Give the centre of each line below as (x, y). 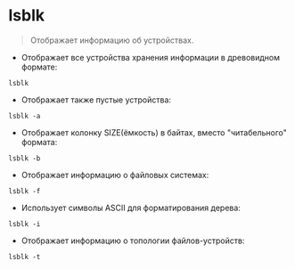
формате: (39, 67)
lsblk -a (25, 116)
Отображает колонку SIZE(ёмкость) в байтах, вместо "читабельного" (154, 132)
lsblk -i (25, 224)
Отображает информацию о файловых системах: (115, 175)
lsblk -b (25, 158)
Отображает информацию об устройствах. (112, 40)
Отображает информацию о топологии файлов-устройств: (133, 240)
